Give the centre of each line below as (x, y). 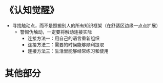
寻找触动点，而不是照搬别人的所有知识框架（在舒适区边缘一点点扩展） (86, 25)
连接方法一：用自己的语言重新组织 (64, 38)
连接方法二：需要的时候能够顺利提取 (66, 44)
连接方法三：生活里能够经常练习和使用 (68, 51)
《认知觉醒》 (32, 10)
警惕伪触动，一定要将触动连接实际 (56, 32)
